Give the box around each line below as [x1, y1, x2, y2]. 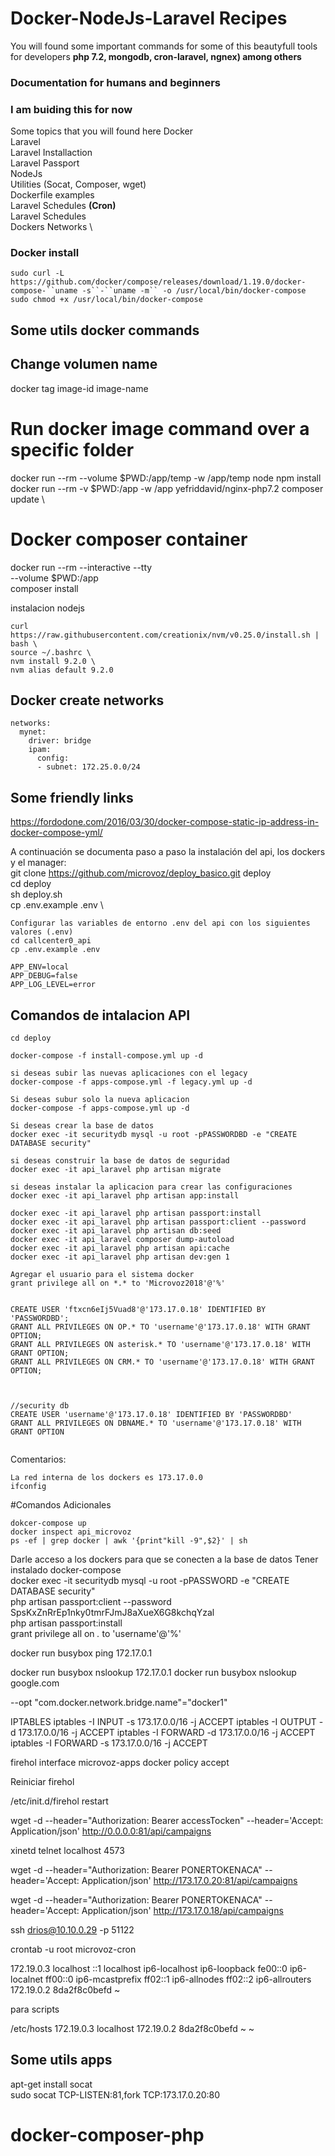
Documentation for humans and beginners [10, 75, 221, 89]
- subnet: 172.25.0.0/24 [36, 762, 141, 772]
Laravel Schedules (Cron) [10, 200, 117, 212]
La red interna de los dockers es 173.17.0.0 [10, 1472, 203, 1482]
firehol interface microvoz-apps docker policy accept [10, 1756, 230, 1768]
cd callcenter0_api [10, 936, 92, 946]
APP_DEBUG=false [10, 971, 78, 981]
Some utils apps [10, 2052, 113, 2069]
